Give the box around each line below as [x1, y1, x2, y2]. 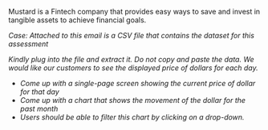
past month [19, 104, 59, 113]
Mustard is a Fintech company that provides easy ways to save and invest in [8, 7, 261, 16]
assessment [8, 39, 49, 49]
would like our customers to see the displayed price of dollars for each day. [8, 63, 258, 73]
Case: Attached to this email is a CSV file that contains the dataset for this [8, 31, 255, 40]
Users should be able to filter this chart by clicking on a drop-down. [19, 112, 245, 122]
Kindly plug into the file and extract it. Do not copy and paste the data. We [8, 55, 254, 64]
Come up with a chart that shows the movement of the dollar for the [19, 96, 246, 104]
